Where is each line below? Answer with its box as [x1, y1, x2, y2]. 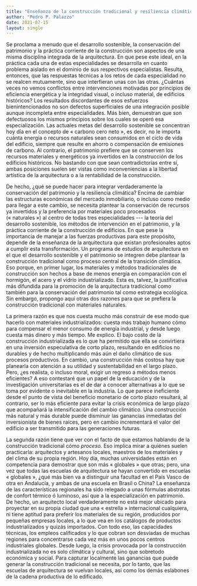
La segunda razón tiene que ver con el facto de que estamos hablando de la [6, 436, 190, 443]
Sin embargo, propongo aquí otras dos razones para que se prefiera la [6, 295, 176, 302]
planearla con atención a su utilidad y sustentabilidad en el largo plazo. [6, 363, 178, 370]
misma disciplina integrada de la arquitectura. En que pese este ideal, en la [6, 53, 187, 60]
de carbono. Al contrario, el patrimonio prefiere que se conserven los [6, 147, 174, 154]
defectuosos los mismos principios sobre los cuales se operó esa [6, 115, 164, 123]
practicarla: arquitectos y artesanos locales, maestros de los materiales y [6, 449, 183, 456]
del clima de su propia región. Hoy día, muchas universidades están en [6, 455, 177, 462]
